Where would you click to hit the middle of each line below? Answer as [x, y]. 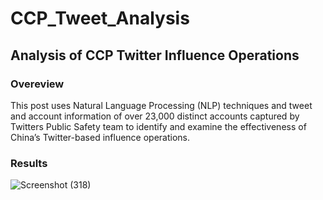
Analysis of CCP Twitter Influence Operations [155, 55]
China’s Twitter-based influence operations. [100, 137]
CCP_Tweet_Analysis [100, 18]
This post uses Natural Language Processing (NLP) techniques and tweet [161, 105]
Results [29, 163]
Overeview [37, 84]
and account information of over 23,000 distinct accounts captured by [155, 116]
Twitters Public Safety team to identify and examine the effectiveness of [158, 126]
